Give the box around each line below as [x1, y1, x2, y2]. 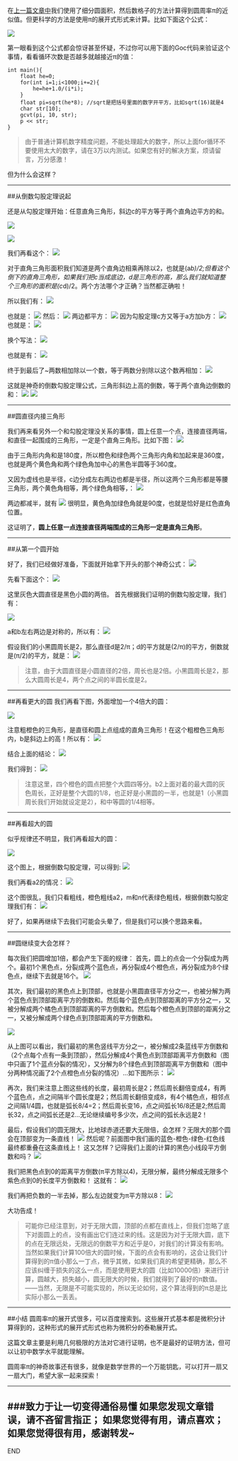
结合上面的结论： [7, 749, 57, 758]
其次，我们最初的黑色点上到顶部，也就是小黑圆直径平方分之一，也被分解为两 [7, 987, 231, 995]
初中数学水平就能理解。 [19, 1347, 89, 1356]
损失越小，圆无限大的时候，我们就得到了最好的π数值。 [62, 1275, 222, 1283]
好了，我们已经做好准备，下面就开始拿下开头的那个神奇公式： [7, 560, 188, 568]
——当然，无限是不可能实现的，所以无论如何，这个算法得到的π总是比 [24, 1284, 228, 1292]
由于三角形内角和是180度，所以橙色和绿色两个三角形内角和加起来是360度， [7, 451, 228, 459]
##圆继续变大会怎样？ [7, 939, 72, 947]
